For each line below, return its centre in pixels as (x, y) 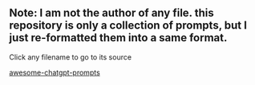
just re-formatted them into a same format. (118, 38)
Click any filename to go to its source (70, 57)
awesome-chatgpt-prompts (55, 72)
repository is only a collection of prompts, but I (128, 26)
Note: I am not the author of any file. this (112, 13)
